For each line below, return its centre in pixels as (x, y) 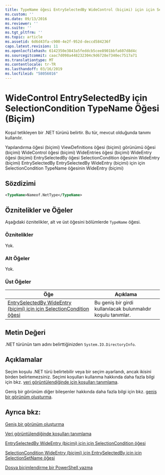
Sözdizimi (20, 184)
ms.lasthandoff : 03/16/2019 (34, 69)
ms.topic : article (24, 37)
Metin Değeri (25, 332)
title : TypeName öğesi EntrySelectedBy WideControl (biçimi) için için (80, 10)
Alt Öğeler (18, 258)
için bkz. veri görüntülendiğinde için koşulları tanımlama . (62, 382)
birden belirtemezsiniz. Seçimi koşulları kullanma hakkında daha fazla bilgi (80, 377)
